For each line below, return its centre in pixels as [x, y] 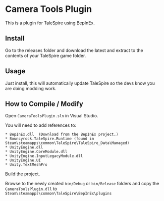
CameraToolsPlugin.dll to [31, 189]
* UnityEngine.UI [23, 160]
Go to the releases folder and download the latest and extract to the [74, 50]
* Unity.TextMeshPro [27, 165]
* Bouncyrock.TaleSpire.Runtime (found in [50, 139]
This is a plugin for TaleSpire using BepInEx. [50, 23]
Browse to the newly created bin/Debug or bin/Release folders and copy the [82, 184]
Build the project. [23, 174]
